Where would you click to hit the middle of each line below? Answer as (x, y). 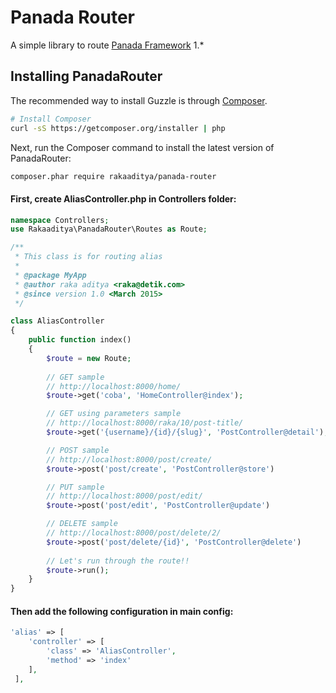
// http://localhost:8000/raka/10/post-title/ (145, 423)
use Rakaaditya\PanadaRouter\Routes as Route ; (109, 229)
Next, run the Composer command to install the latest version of (142, 147)
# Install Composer (51, 119)
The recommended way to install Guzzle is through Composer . (139, 100)
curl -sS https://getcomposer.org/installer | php (118, 128)
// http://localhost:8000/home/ (114, 386)
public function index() (80, 340)
